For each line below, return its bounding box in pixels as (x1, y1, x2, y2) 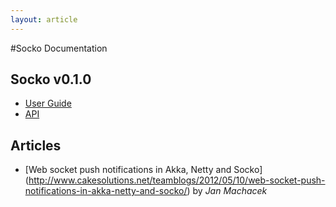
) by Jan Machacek (186, 185, 268, 197)
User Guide (24, 97, 72, 110)
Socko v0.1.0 (10, 71, 92, 88)
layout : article (10, 14, 78, 25)
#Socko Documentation (10, 42, 108, 54)
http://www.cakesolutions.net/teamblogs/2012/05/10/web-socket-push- (28, 174, 326, 186)
